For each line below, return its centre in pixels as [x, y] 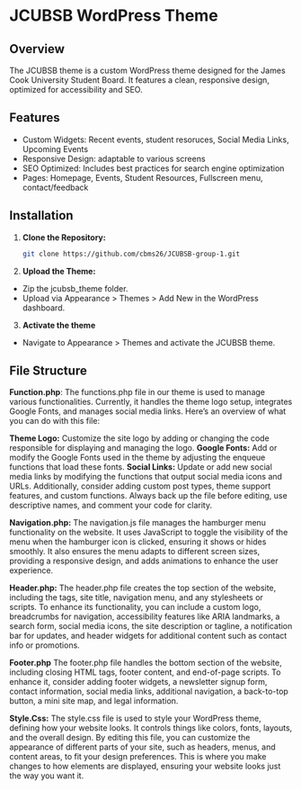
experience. [31, 570]
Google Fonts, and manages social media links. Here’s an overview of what [148, 411]
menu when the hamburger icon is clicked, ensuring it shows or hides [138, 542]
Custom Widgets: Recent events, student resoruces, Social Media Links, [155, 139]
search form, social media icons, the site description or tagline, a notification [151, 626]
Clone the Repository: [64, 237]
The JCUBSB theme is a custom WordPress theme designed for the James [147, 70]
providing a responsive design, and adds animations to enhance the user [144, 561]
